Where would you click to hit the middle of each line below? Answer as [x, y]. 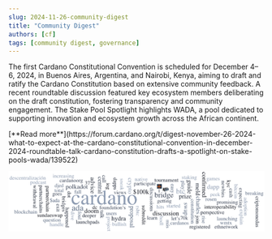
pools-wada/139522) [43, 160]
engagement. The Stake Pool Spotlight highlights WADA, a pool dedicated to [136, 110]
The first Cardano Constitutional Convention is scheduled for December [129, 67]
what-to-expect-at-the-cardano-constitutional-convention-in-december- [131, 143]
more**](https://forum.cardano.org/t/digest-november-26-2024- [148, 134]
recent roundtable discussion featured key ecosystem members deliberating [136, 92]
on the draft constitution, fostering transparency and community [116, 101]
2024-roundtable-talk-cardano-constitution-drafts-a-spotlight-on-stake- [131, 152]
